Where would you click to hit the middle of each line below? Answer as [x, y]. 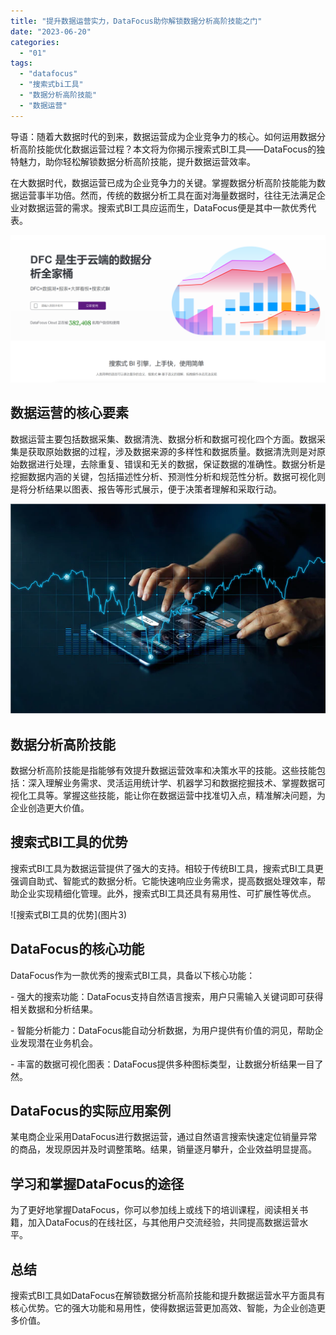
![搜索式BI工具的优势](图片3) [69, 914]
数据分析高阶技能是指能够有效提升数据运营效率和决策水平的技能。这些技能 [163, 771]
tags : [21, 63]
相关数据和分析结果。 [54, 1009]
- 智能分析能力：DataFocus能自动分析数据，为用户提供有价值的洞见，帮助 [162, 1030]
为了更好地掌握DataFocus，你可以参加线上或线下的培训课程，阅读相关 [155, 1210]
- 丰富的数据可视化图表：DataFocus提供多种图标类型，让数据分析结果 [154, 1064]
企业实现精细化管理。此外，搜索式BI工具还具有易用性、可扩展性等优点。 [167, 893]
